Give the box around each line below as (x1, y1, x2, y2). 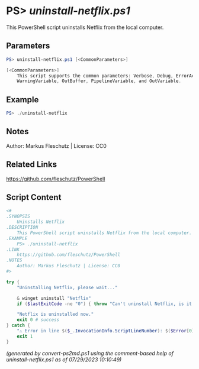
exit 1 (17, 333, 33, 339)
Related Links (6, 160, 57, 170)
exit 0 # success (17, 317, 60, 323)
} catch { (6, 322, 31, 329)
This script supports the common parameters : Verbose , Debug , (17, 73, 174, 79)
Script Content (6, 192, 62, 202)
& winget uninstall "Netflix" (17, 295, 92, 301)
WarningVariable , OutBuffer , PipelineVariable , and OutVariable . (17, 78, 182, 84)
